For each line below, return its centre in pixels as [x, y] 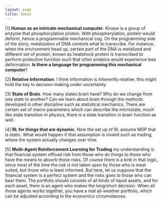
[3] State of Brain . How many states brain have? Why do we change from [79, 94]
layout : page [18, 10]
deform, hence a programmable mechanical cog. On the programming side [80, 38]
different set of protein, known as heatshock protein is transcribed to [74, 54]
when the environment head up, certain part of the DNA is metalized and [78, 49]
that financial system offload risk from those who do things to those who [78, 154]
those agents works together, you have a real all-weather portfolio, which [79, 191]
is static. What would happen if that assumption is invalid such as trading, [79, 135]
